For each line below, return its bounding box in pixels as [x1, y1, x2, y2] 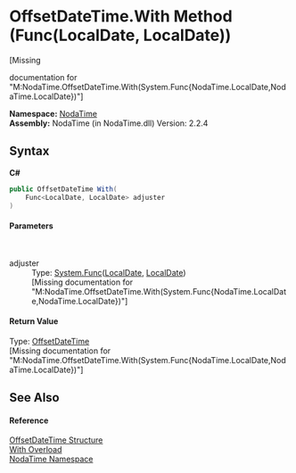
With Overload [9, 444, 62, 455]
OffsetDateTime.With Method [9, 6, 234, 27]
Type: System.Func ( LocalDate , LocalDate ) [31, 267, 186, 278]
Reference [9, 415, 49, 426]
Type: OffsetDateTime [9, 336, 90, 346]
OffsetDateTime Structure [9, 435, 103, 445]
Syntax [9, 144, 50, 159]
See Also [9, 390, 60, 405]
